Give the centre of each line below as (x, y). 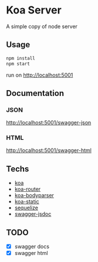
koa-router (28, 189)
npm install (21, 58)
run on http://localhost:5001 (40, 75)
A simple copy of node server (42, 26)
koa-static (27, 202)
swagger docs (32, 247)
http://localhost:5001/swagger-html (49, 150)
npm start (18, 64)
